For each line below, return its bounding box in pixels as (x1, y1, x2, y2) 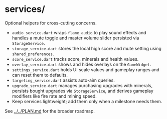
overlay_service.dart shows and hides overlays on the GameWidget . (12, 61, 151, 67)
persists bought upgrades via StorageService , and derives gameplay (12, 88, 153, 94)
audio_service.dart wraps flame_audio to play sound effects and (12, 29, 146, 35)
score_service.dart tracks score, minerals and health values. (12, 56, 139, 62)
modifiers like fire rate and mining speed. (12, 93, 97, 99)
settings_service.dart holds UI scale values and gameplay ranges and (12, 66, 159, 73)
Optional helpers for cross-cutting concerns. (5, 20, 97, 26)
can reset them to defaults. (12, 72, 68, 78)
